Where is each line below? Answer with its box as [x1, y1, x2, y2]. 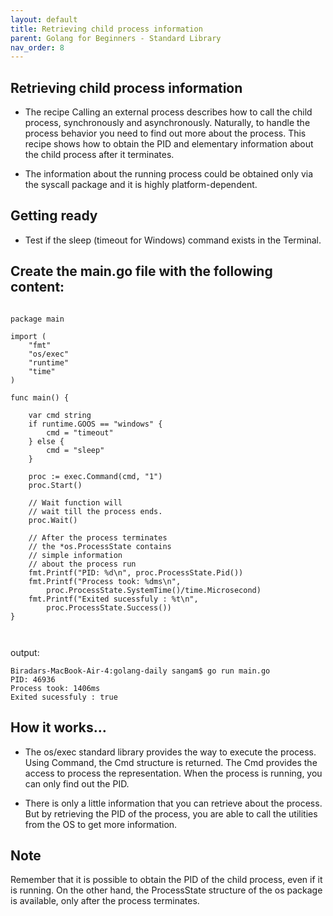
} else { [28, 436, 65, 446]
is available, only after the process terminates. [10, 895, 200, 907]
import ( [10, 331, 47, 341]
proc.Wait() [28, 515, 78, 525]
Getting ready [10, 207, 98, 225]
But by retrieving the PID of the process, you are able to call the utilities [24, 807, 318, 820]
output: [10, 646, 40, 658]
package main [10, 314, 65, 324]
